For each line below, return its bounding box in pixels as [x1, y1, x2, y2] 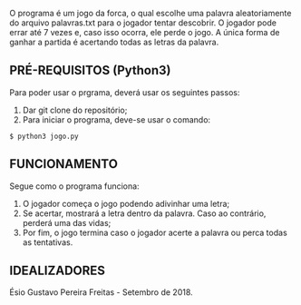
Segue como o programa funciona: [9, 181, 140, 192]
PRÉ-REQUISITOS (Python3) [9, 63, 171, 78]
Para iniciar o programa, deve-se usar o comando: [22, 113, 211, 125]
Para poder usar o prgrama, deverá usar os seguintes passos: [9, 86, 240, 98]
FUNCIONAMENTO [9, 156, 118, 172]
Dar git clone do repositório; [22, 104, 128, 115]
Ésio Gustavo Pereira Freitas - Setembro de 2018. [9, 287, 193, 298]
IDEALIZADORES [9, 263, 106, 279]
